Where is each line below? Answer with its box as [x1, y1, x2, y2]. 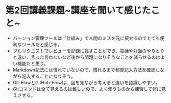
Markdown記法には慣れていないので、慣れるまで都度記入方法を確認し [12, 66, 160, 73]
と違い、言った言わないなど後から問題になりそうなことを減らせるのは [12, 54, 161, 60]
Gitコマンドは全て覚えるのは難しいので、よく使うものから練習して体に [12, 86, 162, 92]
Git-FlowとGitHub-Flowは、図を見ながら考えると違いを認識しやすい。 [12, 79, 160, 85]
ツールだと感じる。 [21, 41, 62, 47]
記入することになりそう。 [21, 73, 76, 79]
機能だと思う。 [17, 60, 48, 66]
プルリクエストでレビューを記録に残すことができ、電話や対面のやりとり [12, 48, 165, 54]
